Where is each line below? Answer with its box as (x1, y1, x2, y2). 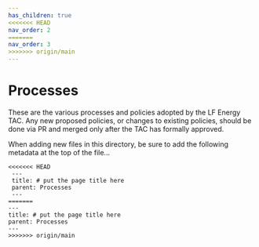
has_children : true (8, 11, 72, 20)
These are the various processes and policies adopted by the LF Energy (8, 107, 241, 117)
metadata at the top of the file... (8, 147, 111, 157)
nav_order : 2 (8, 26, 51, 34)
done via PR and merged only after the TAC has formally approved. (8, 124, 224, 133)
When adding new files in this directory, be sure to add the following (8, 139, 229, 149)
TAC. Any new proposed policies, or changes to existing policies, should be (8, 115, 252, 125)
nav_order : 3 (8, 41, 51, 49)
